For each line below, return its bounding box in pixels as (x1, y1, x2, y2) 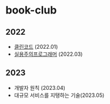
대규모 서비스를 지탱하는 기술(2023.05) (14, 92, 105, 99)
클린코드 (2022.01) (14, 43, 58, 50)
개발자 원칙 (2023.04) (14, 84, 66, 91)
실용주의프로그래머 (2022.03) (14, 51, 83, 58)
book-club (5, 4, 57, 17)
